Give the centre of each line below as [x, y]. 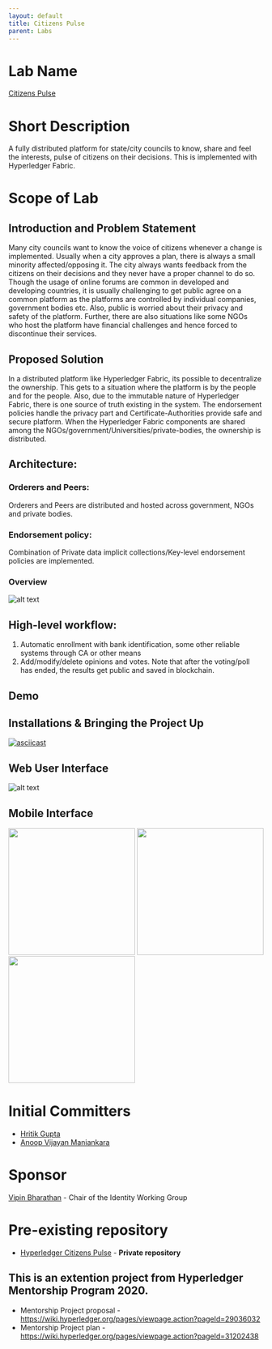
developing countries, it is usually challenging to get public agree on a [125, 291]
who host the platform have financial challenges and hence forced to [123, 326]
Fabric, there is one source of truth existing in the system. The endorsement [135, 405]
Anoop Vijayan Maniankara [65, 1142]
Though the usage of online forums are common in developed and [119, 282]
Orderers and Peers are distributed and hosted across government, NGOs [131, 505]
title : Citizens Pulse [47, 23]
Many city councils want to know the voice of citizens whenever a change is [136, 248]
